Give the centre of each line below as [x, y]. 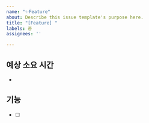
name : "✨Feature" [29, 12]
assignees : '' [24, 34]
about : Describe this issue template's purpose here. [75, 17]
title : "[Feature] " [32, 23]
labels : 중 [19, 28]
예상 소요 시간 [30, 65]
